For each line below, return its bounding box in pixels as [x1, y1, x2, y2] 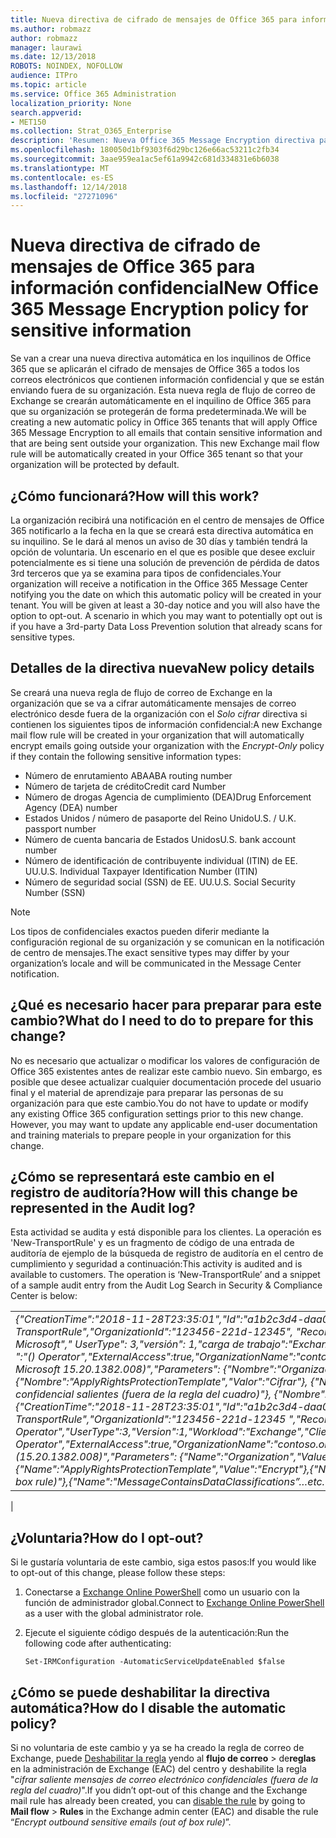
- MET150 [10, 117, 47, 127]
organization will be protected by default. [10, 459, 180, 471]
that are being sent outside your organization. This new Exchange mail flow [10, 437, 320, 450]
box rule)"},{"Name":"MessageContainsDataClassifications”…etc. [15, 1475, 326, 1489]
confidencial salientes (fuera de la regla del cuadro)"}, [15, 1387, 272, 1401]
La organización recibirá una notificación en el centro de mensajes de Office [10, 514, 325, 526]
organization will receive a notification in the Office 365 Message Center [10, 578, 309, 590]
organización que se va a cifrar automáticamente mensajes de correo [10, 697, 297, 709]
